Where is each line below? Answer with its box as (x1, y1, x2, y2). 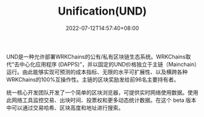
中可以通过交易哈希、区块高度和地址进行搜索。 (6, 104, 124, 111)
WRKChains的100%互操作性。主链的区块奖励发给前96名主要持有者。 (6, 76, 180, 83)
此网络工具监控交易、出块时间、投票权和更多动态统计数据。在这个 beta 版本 (6, 96, 197, 104)
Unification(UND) (57, 4, 147, 18)
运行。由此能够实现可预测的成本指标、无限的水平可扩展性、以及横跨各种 (6, 68, 188, 76)
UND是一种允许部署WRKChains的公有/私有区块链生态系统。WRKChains (6, 53, 186, 60)
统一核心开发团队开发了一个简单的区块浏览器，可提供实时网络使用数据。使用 (6, 88, 199, 96)
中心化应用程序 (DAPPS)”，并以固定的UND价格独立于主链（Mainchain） (19, 60, 197, 68)
